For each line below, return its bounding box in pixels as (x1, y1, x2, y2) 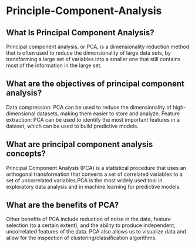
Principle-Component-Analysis (6, 4, 162, 18)
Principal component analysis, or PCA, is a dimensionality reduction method (6, 43, 190, 50)
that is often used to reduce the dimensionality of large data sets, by (6, 49, 172, 56)
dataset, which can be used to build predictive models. (6, 122, 139, 129)
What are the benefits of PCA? (6, 200, 119, 210)
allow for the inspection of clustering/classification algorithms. (6, 234, 157, 242)
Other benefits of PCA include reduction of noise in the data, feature (6, 216, 172, 223)
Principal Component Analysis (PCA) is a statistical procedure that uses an (6, 164, 187, 171)
